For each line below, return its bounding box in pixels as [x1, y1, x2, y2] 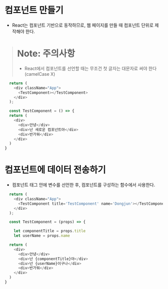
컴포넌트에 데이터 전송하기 [5, 164, 106, 176]
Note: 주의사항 [17, 48, 75, 59]
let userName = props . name [14, 233, 70, 238]
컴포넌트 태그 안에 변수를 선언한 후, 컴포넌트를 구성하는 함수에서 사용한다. [12, 182, 155, 188]
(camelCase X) [24, 71, 56, 77]
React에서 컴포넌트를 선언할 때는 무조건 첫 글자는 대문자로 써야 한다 [24, 65, 157, 71]
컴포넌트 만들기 [5, 5, 64, 16]
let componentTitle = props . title [14, 229, 86, 234]
